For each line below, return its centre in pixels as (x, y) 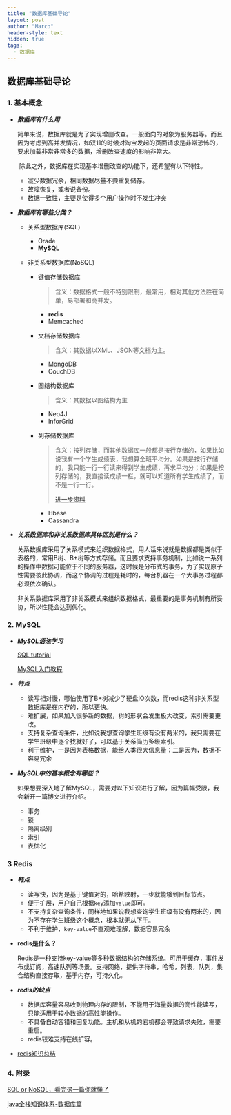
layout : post (26, 20)
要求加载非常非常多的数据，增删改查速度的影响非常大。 (96, 151)
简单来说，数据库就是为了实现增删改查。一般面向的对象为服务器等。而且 (120, 134)
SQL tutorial (34, 655)
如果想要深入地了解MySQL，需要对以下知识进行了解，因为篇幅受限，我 (118, 788)
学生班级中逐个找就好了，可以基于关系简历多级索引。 (103, 741)
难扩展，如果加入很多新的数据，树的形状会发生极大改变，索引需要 (121, 715)
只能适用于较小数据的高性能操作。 (76, 1013)
